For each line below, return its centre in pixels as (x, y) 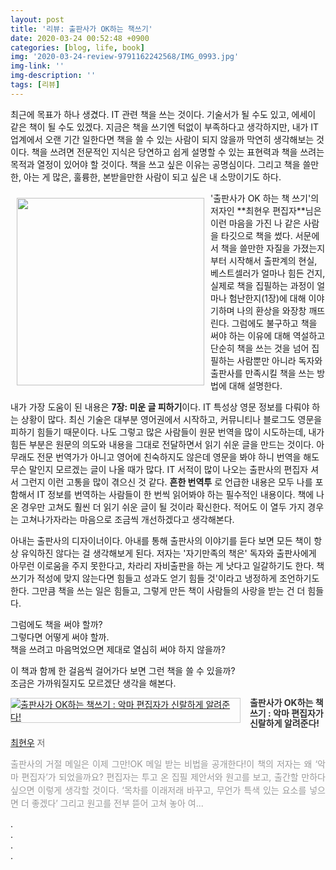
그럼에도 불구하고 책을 (274, 323)
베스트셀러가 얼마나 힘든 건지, (268, 273)
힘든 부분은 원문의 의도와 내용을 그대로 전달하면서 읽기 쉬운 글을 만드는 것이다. (162, 444)
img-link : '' (37, 66)
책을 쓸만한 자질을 (255, 248)
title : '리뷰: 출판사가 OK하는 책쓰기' (81, 29)
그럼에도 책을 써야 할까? (56, 624)
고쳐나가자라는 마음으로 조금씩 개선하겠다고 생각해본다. (127, 519)
